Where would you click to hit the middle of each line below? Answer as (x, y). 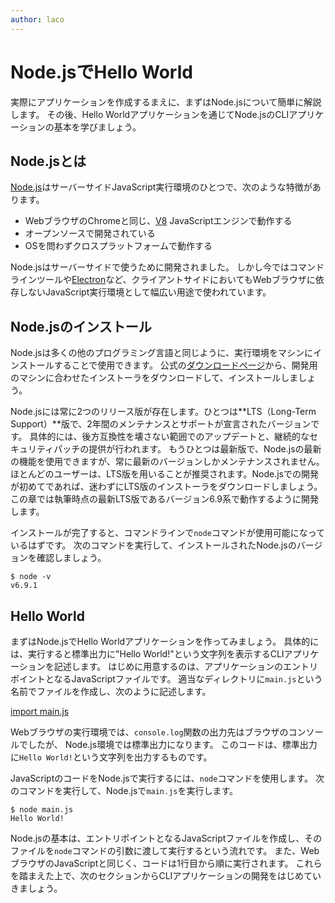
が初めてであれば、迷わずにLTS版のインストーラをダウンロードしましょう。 (166, 487)
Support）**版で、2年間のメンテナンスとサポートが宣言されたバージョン (161, 424)
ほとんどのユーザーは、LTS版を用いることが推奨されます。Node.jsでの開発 (164, 474)
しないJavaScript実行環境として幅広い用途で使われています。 (145, 292)
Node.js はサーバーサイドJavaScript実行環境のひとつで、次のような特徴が (161, 187)
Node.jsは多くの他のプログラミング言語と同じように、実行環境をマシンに (162, 353)
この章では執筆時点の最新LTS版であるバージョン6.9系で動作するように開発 (164, 499)
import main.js (40, 711)
